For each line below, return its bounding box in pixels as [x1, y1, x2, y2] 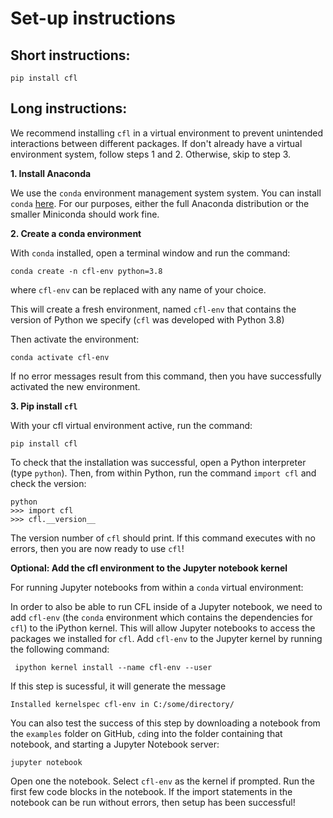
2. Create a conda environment [10, 227, 142, 239]
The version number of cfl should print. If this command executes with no [10, 532, 316, 544]
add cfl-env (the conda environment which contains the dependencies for [10, 611, 313, 623]
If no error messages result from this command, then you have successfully [10, 370, 322, 382]
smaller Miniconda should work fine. [10, 208, 160, 220]
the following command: [10, 643, 110, 655]
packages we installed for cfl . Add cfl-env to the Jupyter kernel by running [10, 632, 323, 644]
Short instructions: [10, 47, 131, 64]
